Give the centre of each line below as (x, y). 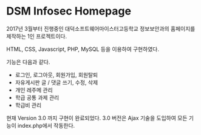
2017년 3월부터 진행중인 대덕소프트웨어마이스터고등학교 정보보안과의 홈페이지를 (101, 28)
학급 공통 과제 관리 (37, 97)
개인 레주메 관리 (34, 90)
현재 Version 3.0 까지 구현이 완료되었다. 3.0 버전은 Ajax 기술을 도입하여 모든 (97, 118)
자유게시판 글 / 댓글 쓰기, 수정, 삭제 (56, 82)
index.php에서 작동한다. (46, 125)
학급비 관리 (28, 105)
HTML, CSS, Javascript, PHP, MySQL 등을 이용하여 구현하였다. (83, 49)
